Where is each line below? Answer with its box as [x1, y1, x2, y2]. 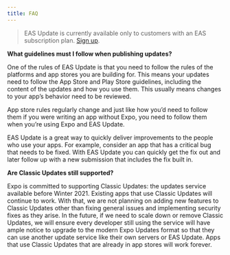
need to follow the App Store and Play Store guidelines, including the [7, 77, 202, 86]
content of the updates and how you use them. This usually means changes [7, 85, 222, 93]
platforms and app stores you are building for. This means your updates [7, 70, 209, 78]
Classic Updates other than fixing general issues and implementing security [7, 203, 221, 212]
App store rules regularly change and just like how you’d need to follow [7, 105, 208, 113]
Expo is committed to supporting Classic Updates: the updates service [7, 181, 207, 190]
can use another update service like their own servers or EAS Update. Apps [7, 233, 221, 241]
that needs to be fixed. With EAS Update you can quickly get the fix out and [7, 148, 221, 156]
